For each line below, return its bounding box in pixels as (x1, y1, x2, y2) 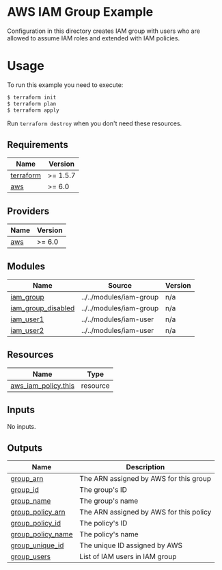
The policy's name (79, 530, 139, 539)
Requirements (7, 138, 68, 151)
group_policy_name (10, 530, 73, 539)
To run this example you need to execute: (7, 80, 124, 89)
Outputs (7, 442, 43, 454)
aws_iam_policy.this (10, 381, 75, 391)
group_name (10, 496, 51, 506)
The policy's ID (79, 519, 128, 528)
